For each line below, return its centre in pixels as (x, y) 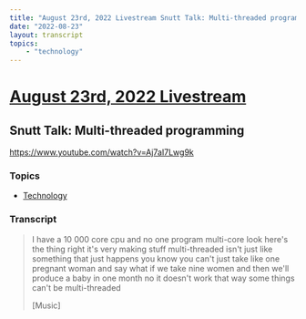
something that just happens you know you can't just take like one (156, 258)
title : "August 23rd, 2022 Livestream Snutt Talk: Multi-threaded (138, 18)
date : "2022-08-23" (46, 26)
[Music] (46, 305)
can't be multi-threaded (76, 287)
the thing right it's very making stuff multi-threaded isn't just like (152, 249)
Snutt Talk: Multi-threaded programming (127, 130)
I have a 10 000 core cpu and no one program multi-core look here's (160, 239)
